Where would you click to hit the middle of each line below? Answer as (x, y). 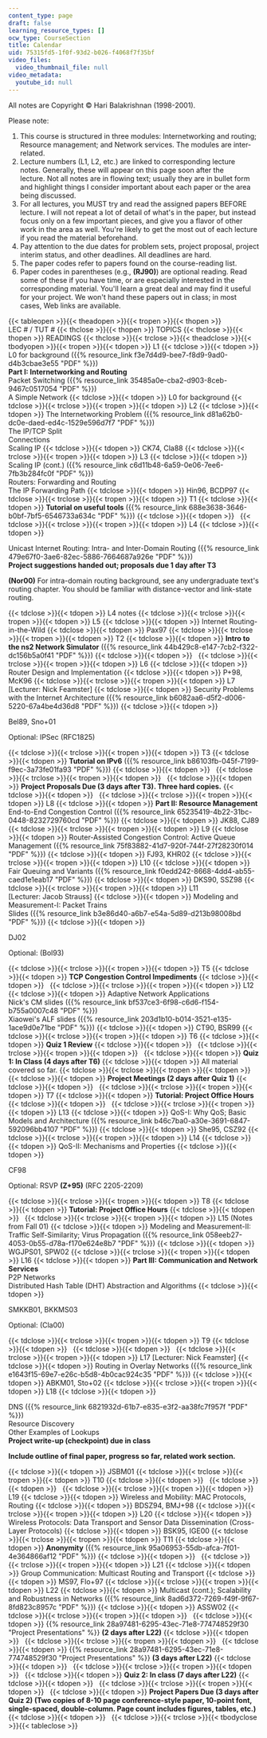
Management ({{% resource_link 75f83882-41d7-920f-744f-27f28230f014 (131, 845)
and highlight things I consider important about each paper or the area (135, 187)
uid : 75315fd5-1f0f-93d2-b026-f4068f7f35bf (82, 53)
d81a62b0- (225, 414)
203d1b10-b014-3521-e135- (187, 1019)
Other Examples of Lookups (54, 1432)
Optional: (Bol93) (36, 953)
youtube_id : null (44, 82)
